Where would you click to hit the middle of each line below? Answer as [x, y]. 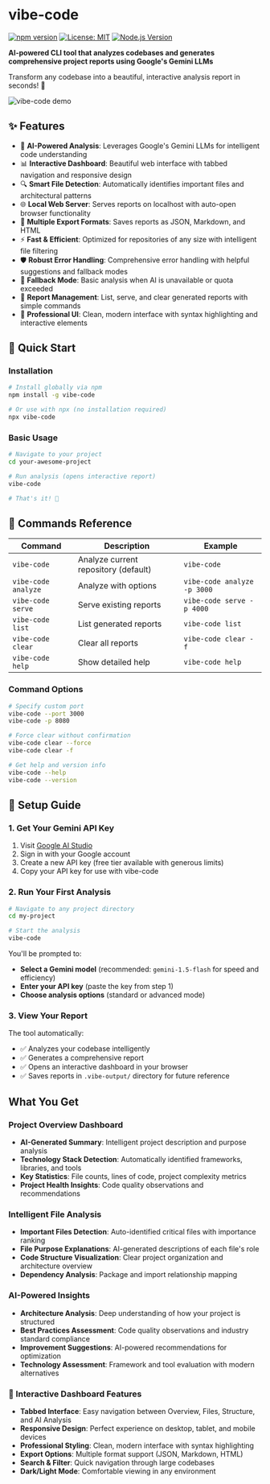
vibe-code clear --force [50, 743]
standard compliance [55, 1338]
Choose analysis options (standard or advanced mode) [112, 995]
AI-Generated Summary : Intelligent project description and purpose [133, 1142]
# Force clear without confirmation [70, 736]
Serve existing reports [119, 605]
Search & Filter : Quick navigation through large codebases [117, 1462]
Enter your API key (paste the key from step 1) [97, 987]
